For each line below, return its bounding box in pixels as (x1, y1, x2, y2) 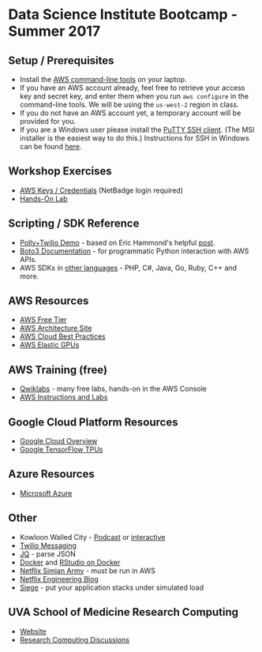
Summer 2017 (8, 22, 101, 40)
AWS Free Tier (19, 315, 67, 324)
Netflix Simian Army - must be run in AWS (19, 566, 155, 575)
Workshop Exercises (8, 164, 112, 178)
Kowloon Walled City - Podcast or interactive (19, 532, 166, 541)
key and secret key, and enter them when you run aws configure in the (19, 92, 249, 100)
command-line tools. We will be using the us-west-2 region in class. (19, 100, 239, 109)
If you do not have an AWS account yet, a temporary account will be (19, 108, 241, 118)
